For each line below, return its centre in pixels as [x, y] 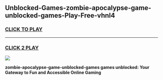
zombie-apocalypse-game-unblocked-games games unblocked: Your [77, 67]
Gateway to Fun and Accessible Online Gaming [53, 72]
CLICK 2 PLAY [22, 48]
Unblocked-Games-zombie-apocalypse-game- [78, 8]
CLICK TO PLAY [24, 30]
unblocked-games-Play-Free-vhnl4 [60, 16]
